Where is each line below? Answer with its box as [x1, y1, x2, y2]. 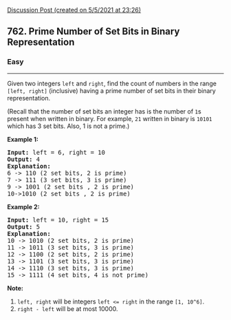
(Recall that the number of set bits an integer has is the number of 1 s [7, 107, 201, 116]
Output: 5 [7, 223, 40, 231]
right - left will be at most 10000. [16, 304, 118, 312]
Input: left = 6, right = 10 [7, 148, 105, 156]
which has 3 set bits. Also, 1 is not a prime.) [7, 122, 130, 130]
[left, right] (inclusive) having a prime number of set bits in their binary [7, 86, 217, 95]
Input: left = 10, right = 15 [7, 216, 109, 224]
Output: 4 [7, 155, 40, 163]
